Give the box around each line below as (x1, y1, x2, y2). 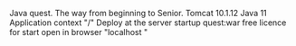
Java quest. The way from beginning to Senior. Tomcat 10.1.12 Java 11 (9, 8, 267, 18)
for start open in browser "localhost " (9, 27, 148, 37)
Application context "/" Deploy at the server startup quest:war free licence (9, 17, 287, 28)
